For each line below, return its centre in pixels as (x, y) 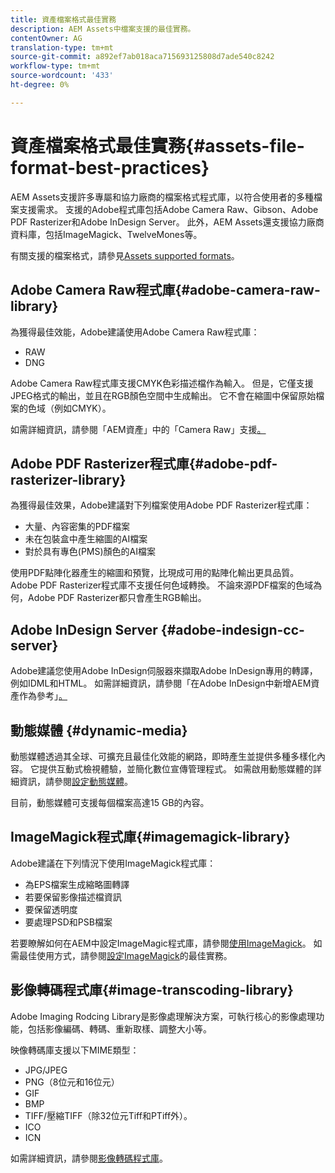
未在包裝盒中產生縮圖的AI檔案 (86, 539)
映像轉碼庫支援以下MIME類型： (75, 1050)
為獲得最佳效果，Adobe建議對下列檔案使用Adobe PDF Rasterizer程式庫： (161, 505)
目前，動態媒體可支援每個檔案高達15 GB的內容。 (110, 802)
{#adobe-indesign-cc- (232, 629)
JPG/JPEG (46, 1070)
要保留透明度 (51, 909)
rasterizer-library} (68, 479)
